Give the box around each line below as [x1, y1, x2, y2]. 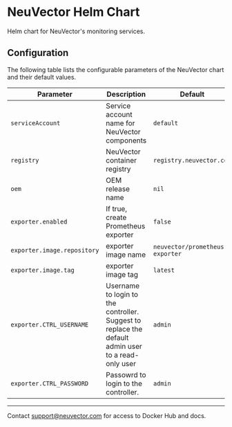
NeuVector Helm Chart [7, 4, 140, 20]
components [106, 136, 147, 145]
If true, [106, 203, 128, 213]
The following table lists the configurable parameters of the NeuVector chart [7, 65, 224, 73]
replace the [106, 324, 143, 334]
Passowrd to [106, 370, 146, 379]
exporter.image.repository [10, 246, 99, 254]
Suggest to [106, 316, 142, 325]
